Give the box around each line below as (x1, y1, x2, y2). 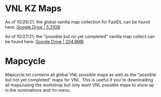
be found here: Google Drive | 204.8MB (5, 38, 84, 44)
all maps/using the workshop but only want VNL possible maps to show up (5, 82, 154, 88)
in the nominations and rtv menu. (5, 87, 71, 93)
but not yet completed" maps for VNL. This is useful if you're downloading (5, 77, 154, 82)
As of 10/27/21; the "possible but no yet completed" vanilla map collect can (5, 33, 155, 39)
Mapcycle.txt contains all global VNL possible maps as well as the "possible (5, 71, 157, 78)
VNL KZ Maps (5, 3, 62, 14)
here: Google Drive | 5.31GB (5, 24, 61, 30)
